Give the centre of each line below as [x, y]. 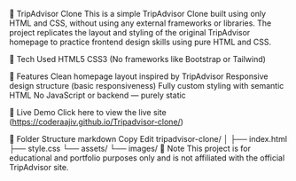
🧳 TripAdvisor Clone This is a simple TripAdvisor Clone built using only [138, 14]
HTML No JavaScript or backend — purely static [97, 95]
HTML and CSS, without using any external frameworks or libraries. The [140, 23]
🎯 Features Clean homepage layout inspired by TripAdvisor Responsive [139, 76]
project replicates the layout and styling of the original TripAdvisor [130, 32]
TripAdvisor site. [39, 167]
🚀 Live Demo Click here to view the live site [88, 112]
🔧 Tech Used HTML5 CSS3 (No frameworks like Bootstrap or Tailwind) [137, 59]
